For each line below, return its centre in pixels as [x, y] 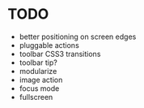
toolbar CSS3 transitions [60, 54]
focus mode [39, 88]
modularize [38, 71]
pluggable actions [49, 45]
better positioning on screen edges [78, 37]
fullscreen [36, 97]
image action [41, 80]
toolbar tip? [38, 63]
